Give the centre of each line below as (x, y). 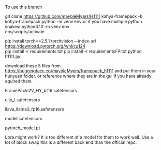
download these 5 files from (33, 66)
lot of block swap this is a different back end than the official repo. (71, 142)
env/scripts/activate (25, 32)
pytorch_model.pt (22, 128)
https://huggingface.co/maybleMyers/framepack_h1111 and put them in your (80, 71)
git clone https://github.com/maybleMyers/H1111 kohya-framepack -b (74, 16)
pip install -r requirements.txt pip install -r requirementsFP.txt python (73, 51)
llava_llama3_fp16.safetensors (35, 109)
